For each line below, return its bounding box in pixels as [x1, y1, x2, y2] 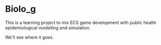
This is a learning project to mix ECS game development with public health [5, 20, 157, 25]
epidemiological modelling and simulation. [5, 24, 91, 30]
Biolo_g [5, 3, 36, 15]
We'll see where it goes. [5, 34, 54, 40]
